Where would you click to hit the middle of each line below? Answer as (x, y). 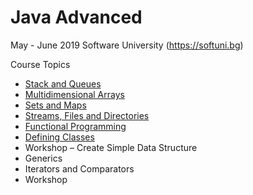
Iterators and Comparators (79, 168)
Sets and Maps (55, 105)
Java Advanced (76, 17)
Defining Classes (59, 137)
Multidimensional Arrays (74, 94)
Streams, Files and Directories (87, 115)
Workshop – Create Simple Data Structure (111, 147)
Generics (43, 158)
